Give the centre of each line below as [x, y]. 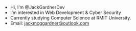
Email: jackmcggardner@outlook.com [50, 23]
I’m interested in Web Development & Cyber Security [65, 12]
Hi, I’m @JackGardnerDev [37, 7]
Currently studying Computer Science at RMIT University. [71, 18]
